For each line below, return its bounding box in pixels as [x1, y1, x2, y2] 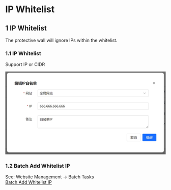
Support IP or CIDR [5, 61, 45, 68]
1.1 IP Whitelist [5, 50, 42, 57]
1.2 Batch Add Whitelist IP [5, 163, 70, 170]
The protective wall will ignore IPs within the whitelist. [5, 37, 118, 43]
